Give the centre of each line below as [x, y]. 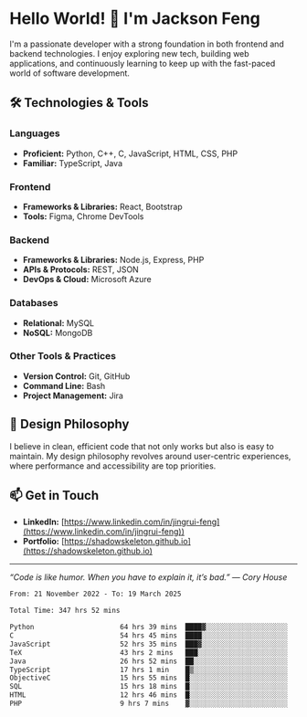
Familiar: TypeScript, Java [73, 163]
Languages [35, 133]
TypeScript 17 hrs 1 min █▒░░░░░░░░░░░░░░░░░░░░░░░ [148, 670]
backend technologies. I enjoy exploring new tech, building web [129, 53]
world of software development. [70, 73]
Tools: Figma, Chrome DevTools [83, 216]
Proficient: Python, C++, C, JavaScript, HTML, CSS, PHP [130, 153]
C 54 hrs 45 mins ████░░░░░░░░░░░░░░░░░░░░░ [148, 636]
